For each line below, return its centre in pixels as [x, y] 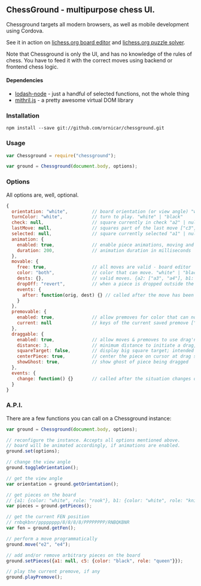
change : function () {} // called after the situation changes [104, 378]
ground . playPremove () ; [34, 577]
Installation [23, 115]
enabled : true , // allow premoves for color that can [103, 317]
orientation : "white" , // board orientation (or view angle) [100, 211]
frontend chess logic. [32, 67]
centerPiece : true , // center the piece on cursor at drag [104, 356]
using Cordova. [25, 31]
